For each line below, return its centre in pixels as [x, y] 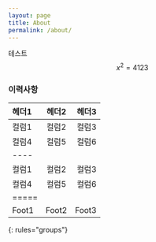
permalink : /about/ [40, 30]
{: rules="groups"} [38, 230]
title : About [30, 23]
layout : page [30, 15]
